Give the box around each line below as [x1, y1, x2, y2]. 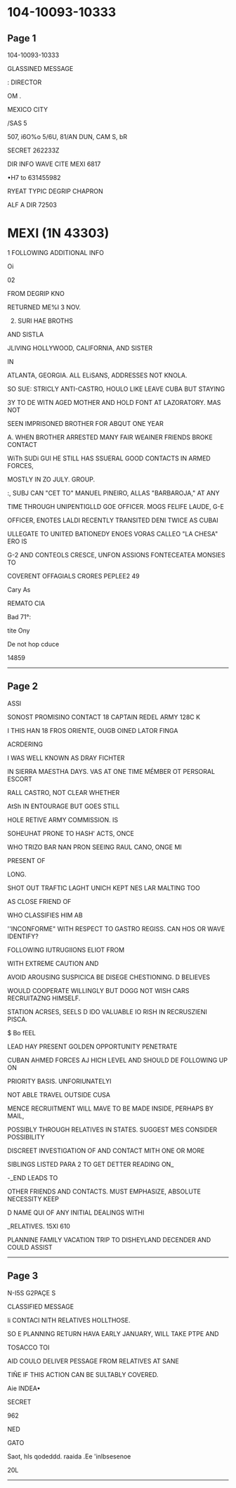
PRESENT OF [7, 856, 46, 865]
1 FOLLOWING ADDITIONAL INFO [7, 248, 104, 257]
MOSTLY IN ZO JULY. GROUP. [7, 475, 96, 484]
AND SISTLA [7, 330, 44, 338]
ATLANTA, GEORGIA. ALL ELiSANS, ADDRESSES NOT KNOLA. [7, 370, 188, 380]
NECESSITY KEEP [7, 1194, 60, 1203]
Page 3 [7, 1270, 39, 1282]
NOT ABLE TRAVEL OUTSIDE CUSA [7, 1090, 111, 1099]
